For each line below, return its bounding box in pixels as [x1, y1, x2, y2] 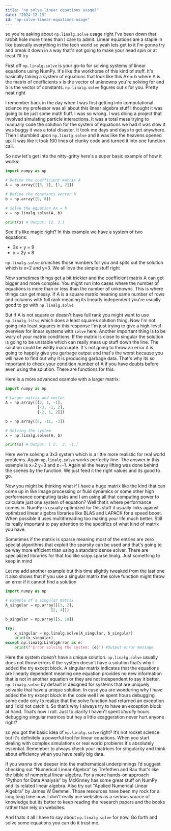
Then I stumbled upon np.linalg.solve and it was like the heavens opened [5, 132, 162, 139]
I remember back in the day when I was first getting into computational [5, 100, 154, 106]
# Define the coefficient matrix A [5, 177, 81, 183]
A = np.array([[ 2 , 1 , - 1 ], [5, 400, 63, 406]
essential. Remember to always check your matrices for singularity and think [5, 746, 165, 752]
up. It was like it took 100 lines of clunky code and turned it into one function [5, 138, 165, 144]
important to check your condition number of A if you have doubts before [5, 361, 159, 367]
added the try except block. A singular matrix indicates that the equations [5, 665, 159, 671]
